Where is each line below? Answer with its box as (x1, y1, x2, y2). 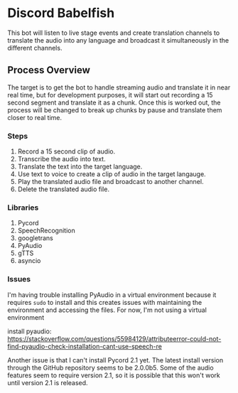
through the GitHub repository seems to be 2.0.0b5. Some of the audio (7, 363, 215, 372)
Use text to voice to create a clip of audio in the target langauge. (17, 170, 206, 178)
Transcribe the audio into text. (17, 155, 106, 163)
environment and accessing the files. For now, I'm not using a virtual (7, 306, 207, 314)
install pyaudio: (7, 327, 52, 335)
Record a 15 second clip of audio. (17, 147, 116, 156)
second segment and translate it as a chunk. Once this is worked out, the (7, 98, 222, 107)
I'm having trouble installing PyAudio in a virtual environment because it (7, 290, 217, 299)
